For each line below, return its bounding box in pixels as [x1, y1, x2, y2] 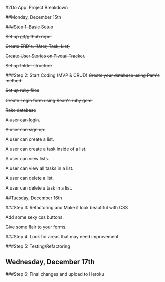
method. [5, 78, 23, 83]
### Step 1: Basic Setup [5, 24, 54, 30]
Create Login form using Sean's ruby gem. [5, 98, 93, 103]
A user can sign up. [5, 127, 46, 132]
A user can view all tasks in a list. [5, 165, 74, 171]
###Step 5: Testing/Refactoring [5, 243, 70, 249]
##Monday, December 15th [5, 14, 61, 20]
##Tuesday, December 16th [5, 195, 62, 201]
